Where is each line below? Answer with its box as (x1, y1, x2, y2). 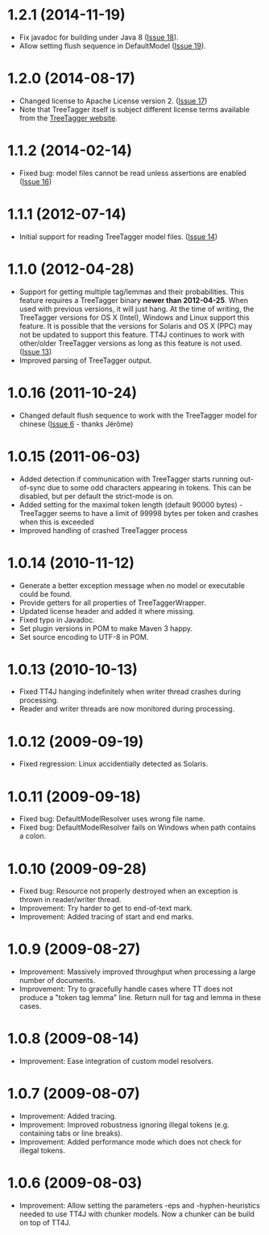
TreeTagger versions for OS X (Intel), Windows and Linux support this (19, 313, 250, 322)
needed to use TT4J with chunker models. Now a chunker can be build (19, 1209, 255, 1219)
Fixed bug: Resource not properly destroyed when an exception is (19, 886, 238, 896)
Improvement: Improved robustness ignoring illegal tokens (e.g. (19, 1120, 230, 1130)
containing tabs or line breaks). (19, 1128, 122, 1138)
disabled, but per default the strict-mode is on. (19, 491, 175, 501)
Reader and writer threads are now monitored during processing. (19, 704, 235, 714)
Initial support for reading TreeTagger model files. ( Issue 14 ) (19, 232, 218, 242)
